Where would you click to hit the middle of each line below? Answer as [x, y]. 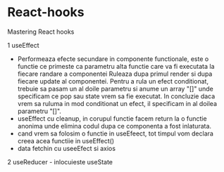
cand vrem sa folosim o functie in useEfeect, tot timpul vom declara [115, 133]
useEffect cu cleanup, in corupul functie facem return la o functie [112, 118]
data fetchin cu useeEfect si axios [67, 148]
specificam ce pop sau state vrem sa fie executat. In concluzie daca [116, 96]
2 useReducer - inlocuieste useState [60, 161]
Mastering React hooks [41, 32]
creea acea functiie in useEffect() [66, 140]
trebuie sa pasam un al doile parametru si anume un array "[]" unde [115, 88]
